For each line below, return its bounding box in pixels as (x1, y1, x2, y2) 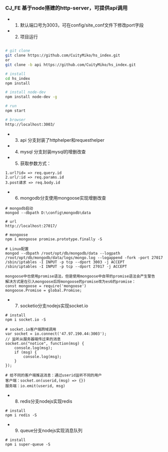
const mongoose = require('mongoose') (5, 283, 87, 289)
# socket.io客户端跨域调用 (5, 327, 56, 332)
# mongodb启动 (5, 206, 34, 211)
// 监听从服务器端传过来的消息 (5, 336, 61, 341)
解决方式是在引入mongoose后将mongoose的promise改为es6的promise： (5, 279, 136, 284)
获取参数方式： (20, 160, 51, 166)
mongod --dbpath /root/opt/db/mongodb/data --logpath (5, 250, 121, 256)
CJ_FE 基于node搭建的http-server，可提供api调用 (5, 4, 128, 11)
